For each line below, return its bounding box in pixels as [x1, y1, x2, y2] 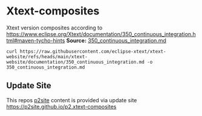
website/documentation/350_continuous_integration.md [6, 59, 145, 65]
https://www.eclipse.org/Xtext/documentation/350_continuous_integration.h [6, 30, 197, 37]
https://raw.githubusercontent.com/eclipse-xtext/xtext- [19, 48, 166, 55]
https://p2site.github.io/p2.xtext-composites [6, 103, 117, 110]
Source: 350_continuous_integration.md [66, 37, 166, 44]
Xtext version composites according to [6, 24, 103, 31]
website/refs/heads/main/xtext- [6, 53, 88, 60]
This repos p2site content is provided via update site [6, 96, 137, 103]
